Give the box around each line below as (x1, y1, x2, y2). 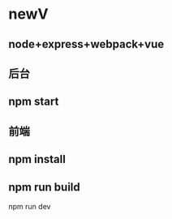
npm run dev (8, 201, 51, 211)
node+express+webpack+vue (8, 37, 165, 51)
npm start (8, 95, 59, 109)
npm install (8, 152, 67, 166)
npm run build (8, 180, 81, 194)
